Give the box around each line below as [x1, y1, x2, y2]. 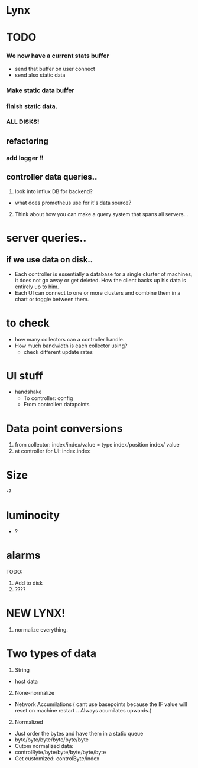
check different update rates [23, 348, 93, 355]
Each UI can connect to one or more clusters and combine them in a [14, 289, 181, 296]
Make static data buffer [6, 86, 75, 95]
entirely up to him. [14, 283, 59, 290]
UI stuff [6, 369, 43, 382]
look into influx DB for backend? [14, 187, 93, 195]
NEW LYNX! [6, 607, 66, 620]
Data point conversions [6, 422, 123, 435]
